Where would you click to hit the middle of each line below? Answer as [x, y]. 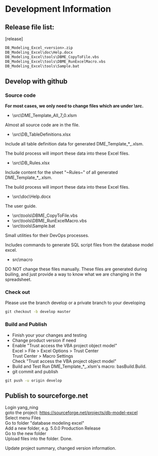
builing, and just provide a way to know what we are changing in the [73, 274]
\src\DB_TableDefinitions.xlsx [41, 134]
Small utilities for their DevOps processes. [47, 236]
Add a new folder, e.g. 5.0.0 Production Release [53, 428]
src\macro [22, 260]
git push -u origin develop [34, 381]
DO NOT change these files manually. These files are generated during [76, 269]
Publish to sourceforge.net [47, 396]
